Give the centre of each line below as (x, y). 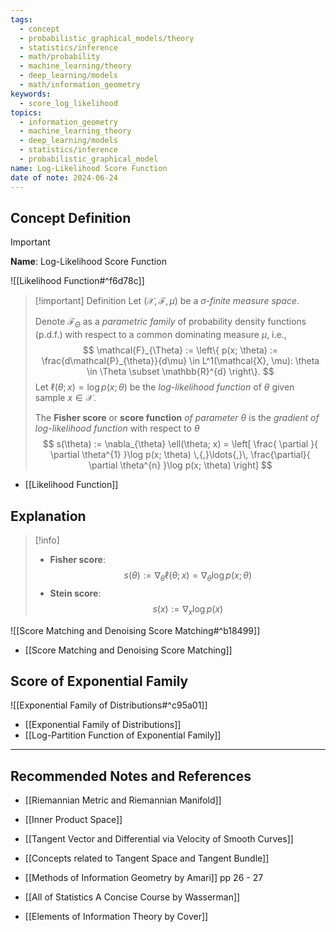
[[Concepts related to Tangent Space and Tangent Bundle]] (147, 858)
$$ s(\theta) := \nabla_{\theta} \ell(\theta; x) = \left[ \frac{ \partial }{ (180, 444)
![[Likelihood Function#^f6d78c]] (77, 281)
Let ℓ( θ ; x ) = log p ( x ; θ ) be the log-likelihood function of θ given (164, 387)
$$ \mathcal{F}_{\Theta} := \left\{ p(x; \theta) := (180, 350)
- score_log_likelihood (68, 103)
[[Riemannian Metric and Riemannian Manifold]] (123, 800)
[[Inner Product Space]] (73, 820)
